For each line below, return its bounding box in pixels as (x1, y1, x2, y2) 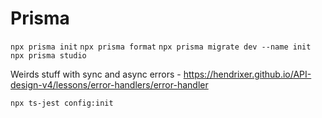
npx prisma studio (10, 50, 87, 61)
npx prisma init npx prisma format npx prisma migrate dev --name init (10, 42, 312, 52)
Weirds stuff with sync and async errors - (10, 68, 182, 80)
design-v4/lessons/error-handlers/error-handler (10, 78, 209, 91)
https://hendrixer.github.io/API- (183, 68, 312, 80)
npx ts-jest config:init (10, 98, 114, 108)
